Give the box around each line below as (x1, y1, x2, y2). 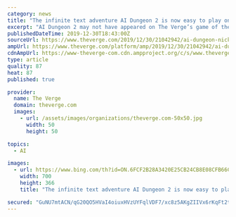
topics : (7, 140, 30, 148)
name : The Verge (13, 95, 61, 102)
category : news (7, 10, 52, 18)
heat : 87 (7, 69, 33, 76)
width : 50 (25, 121, 55, 128)
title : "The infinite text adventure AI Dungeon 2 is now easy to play (7, 17, 221, 24)
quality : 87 (7, 63, 42, 70)
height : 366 (20, 180, 55, 187)
